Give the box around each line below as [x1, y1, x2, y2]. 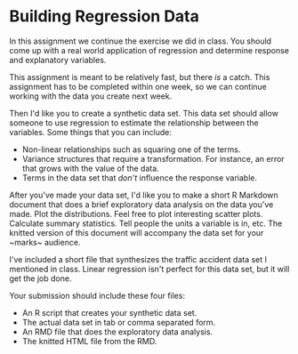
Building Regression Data [9, 6, 200, 27]
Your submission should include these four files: [9, 290, 185, 301]
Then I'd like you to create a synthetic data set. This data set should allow [9, 108, 278, 118]
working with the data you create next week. [9, 91, 173, 101]
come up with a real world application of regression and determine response [9, 44, 290, 55]
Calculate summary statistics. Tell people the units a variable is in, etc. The [9, 218, 283, 229]
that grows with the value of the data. [21, 163, 160, 173]
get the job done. [9, 273, 72, 284]
